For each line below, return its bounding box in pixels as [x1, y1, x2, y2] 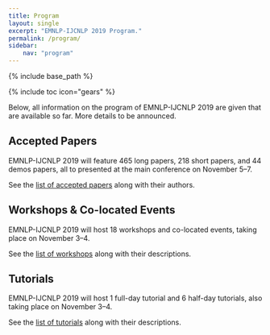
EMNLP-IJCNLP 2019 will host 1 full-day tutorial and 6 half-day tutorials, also [8, 293, 263, 303]
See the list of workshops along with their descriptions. [8, 249, 192, 258]
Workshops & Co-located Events [8, 203, 176, 217]
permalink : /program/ [8, 34, 81, 43]
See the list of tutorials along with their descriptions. [8, 317, 181, 327]
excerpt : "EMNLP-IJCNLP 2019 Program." [8, 27, 143, 35]
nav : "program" [23, 49, 74, 57]
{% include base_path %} [8, 72, 93, 81]
